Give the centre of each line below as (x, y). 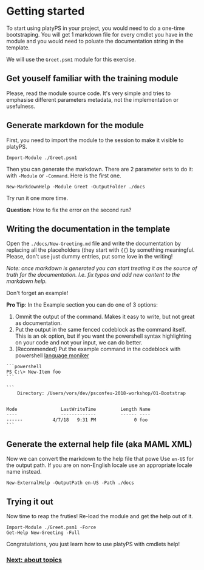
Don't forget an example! (37, 293)
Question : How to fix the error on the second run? (69, 210)
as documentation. (39, 323)
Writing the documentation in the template (88, 229)
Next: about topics (34, 560)
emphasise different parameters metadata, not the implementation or (93, 99)
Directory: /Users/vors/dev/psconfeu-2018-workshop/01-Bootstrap (102, 394)
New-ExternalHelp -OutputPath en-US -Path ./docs (70, 483)
